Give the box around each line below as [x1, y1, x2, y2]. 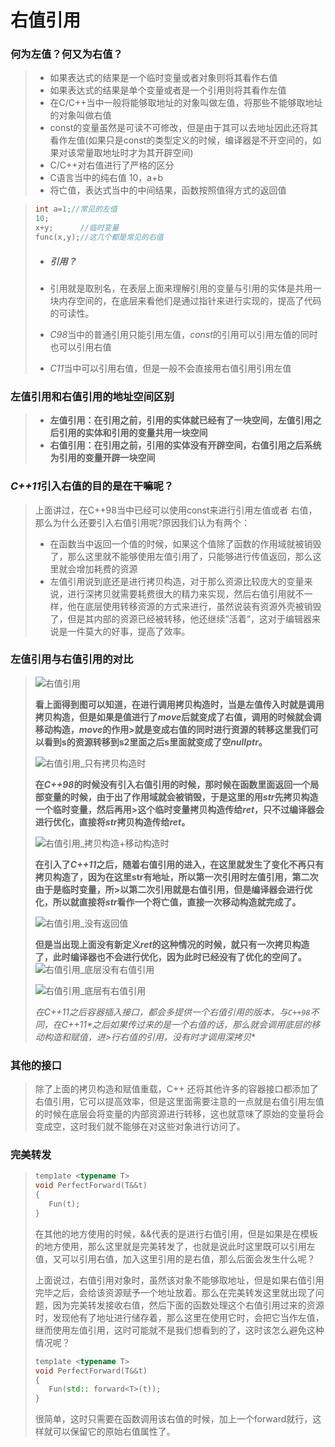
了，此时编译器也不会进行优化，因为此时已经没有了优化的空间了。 [34, 951, 307, 963]
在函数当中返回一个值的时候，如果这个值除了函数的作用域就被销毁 [49, 537, 322, 550]
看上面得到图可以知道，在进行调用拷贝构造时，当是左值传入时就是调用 [34, 698, 325, 710]
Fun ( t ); [48, 1199, 81, 1210]
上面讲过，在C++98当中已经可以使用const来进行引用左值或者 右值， [34, 504, 318, 516]
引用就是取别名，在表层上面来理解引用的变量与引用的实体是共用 [49, 282, 313, 294]
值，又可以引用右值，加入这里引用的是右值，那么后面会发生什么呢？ [34, 1252, 316, 1265]
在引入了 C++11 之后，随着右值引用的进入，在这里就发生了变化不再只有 [34, 858, 325, 870]
